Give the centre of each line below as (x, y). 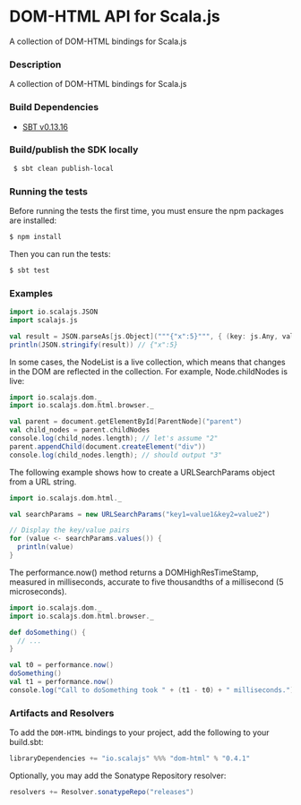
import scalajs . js (43, 320)
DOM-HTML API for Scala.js (115, 17)
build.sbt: (26, 742)
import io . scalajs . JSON (54, 312)
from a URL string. (43, 482)
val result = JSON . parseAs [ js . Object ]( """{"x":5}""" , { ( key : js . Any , (144, 336)
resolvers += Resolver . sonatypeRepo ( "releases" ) (102, 792)
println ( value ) (46, 547)
